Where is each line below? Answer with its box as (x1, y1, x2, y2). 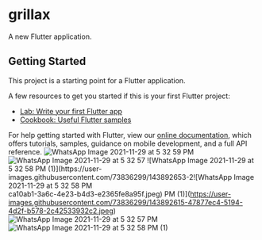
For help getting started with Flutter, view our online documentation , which (8, 130, 252, 139)
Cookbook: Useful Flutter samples (19, 115, 132, 124)
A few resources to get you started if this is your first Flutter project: (8, 91, 230, 101)
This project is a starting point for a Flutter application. (8, 75, 186, 85)
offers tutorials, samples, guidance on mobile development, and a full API (8, 139, 248, 148)
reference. (8, 147, 42, 156)
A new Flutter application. (8, 32, 92, 41)
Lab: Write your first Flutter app (19, 106, 123, 116)
